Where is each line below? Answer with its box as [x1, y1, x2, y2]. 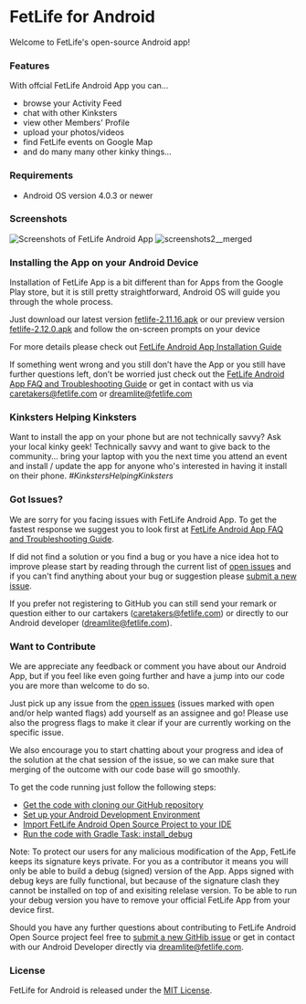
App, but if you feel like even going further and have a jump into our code [9, 671, 285, 682]
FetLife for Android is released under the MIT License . [9, 985, 213, 996]
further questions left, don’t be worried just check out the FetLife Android [9, 369, 285, 380]
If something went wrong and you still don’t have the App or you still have [9, 359, 286, 371]
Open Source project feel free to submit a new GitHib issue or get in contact [9, 932, 295, 943]
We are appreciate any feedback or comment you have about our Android [9, 661, 287, 672]
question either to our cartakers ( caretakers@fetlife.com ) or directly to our [9, 607, 290, 618]
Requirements [9, 169, 74, 182]
